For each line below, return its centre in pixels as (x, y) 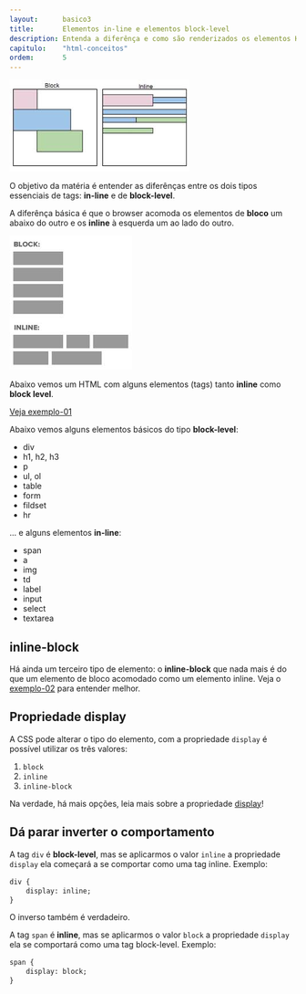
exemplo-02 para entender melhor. (75, 688)
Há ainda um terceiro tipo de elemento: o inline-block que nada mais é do (148, 669)
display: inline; (59, 891)
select (34, 609)
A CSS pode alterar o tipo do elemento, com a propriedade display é (138, 738)
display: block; (57, 971)
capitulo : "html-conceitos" (69, 48)
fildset (35, 506)
